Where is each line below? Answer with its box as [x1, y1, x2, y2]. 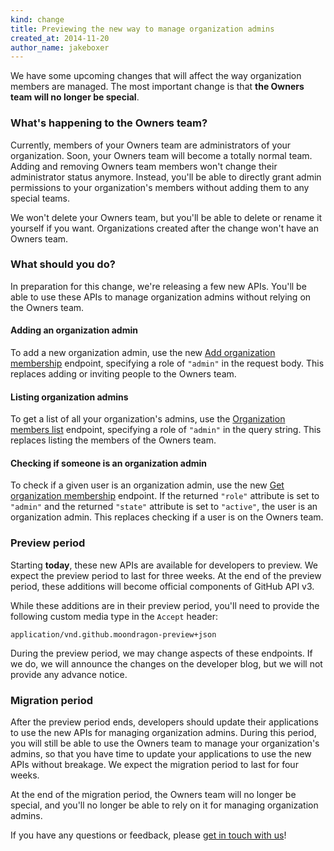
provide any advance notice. [10, 668, 128, 680]
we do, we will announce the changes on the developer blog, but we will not [10, 657, 323, 670]
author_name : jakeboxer [10, 42, 110, 53]
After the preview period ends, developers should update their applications [10, 716, 319, 728]
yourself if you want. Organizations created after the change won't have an [10, 222, 319, 234]
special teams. [10, 192, 70, 204]
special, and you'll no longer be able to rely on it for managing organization [10, 799, 319, 811]
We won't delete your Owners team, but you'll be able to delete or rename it [10, 211, 323, 223]
